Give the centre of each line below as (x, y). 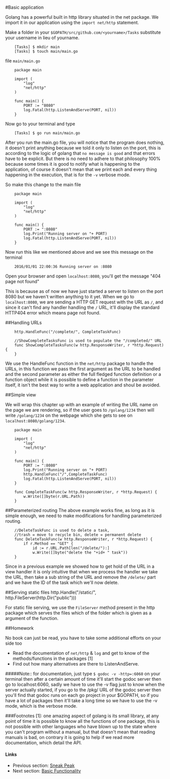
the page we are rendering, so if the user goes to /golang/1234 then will (80, 410)
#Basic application (25, 7)
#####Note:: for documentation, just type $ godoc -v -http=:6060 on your (83, 674)
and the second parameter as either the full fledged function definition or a (83, 374)
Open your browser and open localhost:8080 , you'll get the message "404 (83, 276)
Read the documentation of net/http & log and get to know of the (81, 653)
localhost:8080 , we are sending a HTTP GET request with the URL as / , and (84, 302)
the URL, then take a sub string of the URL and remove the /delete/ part (80, 577)
